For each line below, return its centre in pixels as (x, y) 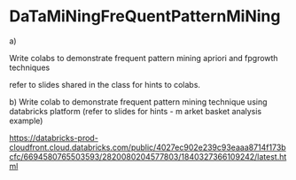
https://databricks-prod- (54, 137)
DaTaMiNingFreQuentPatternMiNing (145, 16)
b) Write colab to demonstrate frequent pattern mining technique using (138, 102)
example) (26, 121)
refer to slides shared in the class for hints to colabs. (105, 84)
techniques (30, 67)
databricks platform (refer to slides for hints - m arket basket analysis (136, 111)
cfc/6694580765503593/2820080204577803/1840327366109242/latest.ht (148, 156)
